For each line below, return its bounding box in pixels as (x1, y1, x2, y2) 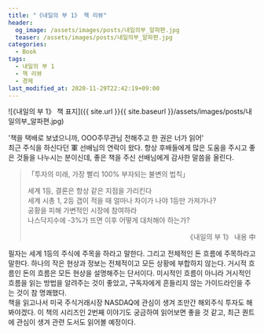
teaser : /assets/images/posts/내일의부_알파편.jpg (15, 33, 173, 42)
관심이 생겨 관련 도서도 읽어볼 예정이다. (16, 318, 136, 327)
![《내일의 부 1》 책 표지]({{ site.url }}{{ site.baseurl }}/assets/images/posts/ (8, 107, 246, 116)
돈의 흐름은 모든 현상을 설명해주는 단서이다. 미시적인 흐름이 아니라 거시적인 (22, 268, 251, 278)
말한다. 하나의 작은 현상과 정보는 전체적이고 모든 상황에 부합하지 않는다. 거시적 (8, 259, 247, 268)
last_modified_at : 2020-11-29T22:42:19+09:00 (8, 84, 159, 93)
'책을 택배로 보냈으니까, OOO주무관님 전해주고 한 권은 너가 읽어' (8, 133, 204, 143)
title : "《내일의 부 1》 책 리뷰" (8, 11, 108, 20)
